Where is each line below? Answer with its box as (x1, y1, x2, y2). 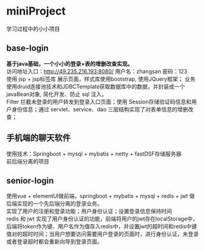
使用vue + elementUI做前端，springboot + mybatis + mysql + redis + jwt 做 (6, 193, 195, 200)
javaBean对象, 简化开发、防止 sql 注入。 (6, 90, 107, 98)
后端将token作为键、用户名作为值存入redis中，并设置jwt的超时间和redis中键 (6, 223, 197, 230)
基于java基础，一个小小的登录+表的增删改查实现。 (6, 60, 133, 67)
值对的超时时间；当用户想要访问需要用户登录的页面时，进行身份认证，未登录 (6, 230, 199, 238)
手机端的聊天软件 (6, 132, 71, 143)
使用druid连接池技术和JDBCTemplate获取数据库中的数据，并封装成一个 (6, 83, 185, 90)
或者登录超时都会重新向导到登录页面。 (6, 238, 103, 246)
